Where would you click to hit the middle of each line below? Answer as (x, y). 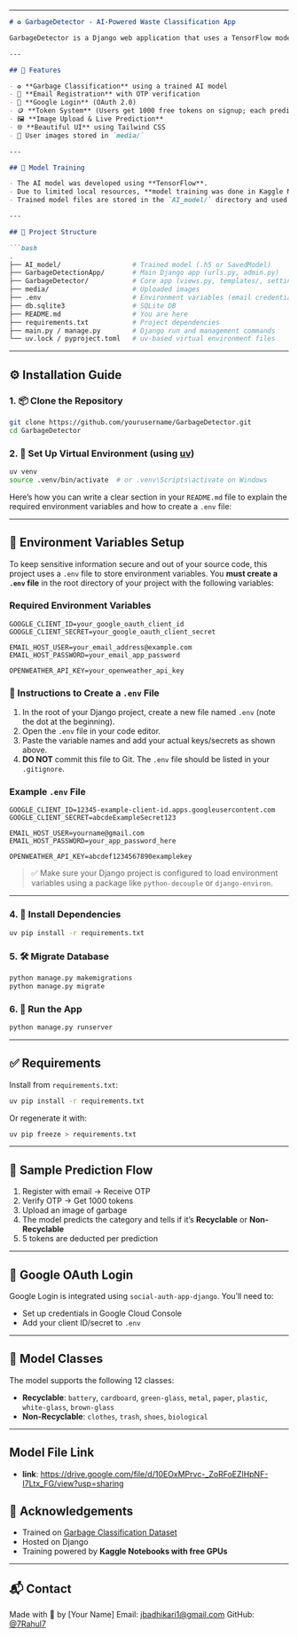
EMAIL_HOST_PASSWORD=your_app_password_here (93, 841)
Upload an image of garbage (74, 1210)
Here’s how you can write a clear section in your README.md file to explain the (149, 497)
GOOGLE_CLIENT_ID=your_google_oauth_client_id (97, 624)
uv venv (24, 471)
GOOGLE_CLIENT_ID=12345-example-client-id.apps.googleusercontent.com (142, 810)
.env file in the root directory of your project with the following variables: (141, 583)
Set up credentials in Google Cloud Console (102, 1313)
